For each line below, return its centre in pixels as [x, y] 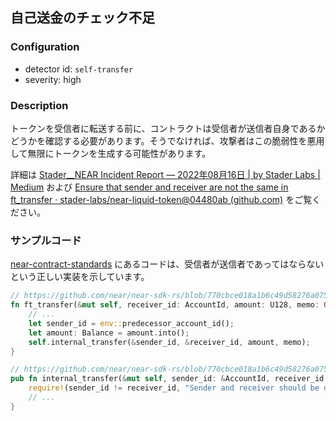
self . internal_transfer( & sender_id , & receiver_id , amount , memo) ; [169, 342]
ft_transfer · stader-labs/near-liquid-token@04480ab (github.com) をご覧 [161, 199]
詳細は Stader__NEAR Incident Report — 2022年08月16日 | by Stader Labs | [165, 174]
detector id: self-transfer [79, 69]
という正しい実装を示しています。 [80, 277]
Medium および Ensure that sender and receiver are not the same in [149, 187]
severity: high [53, 79]
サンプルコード [46, 240]
